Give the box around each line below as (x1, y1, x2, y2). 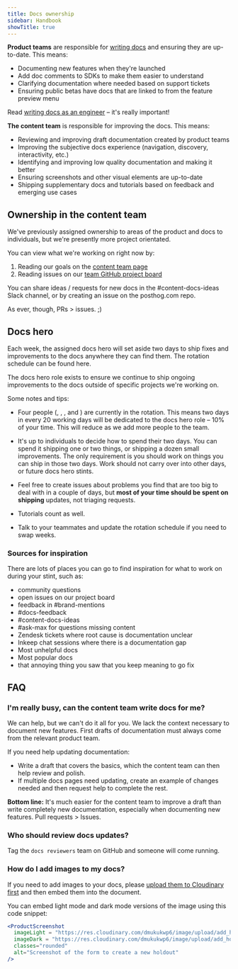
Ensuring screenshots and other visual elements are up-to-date (17, 173, 203, 181)
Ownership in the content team (7, 208, 147, 220)
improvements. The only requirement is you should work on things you (17, 452, 224, 460)
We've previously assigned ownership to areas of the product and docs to (7, 227, 223, 236)
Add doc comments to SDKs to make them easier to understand (17, 72, 204, 80)
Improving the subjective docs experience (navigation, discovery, (17, 143, 209, 152)
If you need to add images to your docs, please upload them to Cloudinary (7, 880, 225, 889)
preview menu (17, 94, 59, 103)
